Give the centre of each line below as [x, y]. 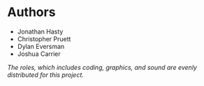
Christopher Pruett [44, 38]
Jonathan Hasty [40, 31]
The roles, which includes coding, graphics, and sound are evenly [102, 67]
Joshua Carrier [39, 54]
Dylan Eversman [41, 46]
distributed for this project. [45, 75]
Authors [31, 12]
